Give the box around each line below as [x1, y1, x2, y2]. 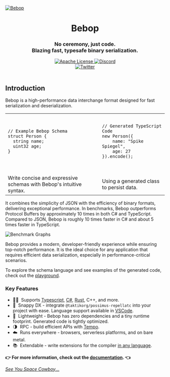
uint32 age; [13, 144, 42, 149]
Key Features [5, 285, 39, 292]
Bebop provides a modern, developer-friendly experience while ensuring [5, 241, 157, 247]
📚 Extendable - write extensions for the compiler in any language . [12, 342, 152, 348]
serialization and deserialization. [5, 103, 72, 109]
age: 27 [112, 149, 131, 154]
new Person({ [102, 134, 134, 139]
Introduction [5, 83, 46, 93]
